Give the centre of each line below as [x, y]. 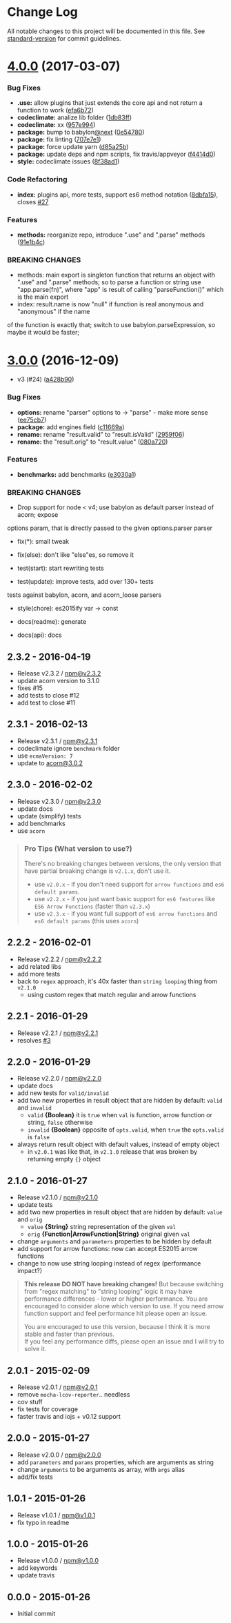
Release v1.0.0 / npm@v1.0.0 [58, 1561]
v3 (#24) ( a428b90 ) [46, 380]
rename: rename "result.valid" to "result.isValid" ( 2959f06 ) [101, 434]
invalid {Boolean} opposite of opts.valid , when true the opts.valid [125, 1130]
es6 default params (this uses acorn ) [87, 921]
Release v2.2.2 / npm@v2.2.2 [59, 959]
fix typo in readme [43, 1522]
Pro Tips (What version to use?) [78, 848]
